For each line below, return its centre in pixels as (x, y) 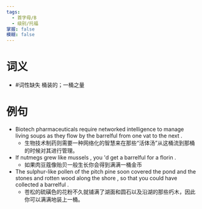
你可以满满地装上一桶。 (54, 200)
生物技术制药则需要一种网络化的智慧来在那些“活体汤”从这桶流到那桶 (110, 143)
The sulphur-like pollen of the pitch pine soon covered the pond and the (106, 171)
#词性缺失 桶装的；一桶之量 (50, 85)
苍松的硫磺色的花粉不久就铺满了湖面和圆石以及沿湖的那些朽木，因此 (110, 192)
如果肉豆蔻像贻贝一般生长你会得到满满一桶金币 (83, 165)
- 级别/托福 (25, 23)
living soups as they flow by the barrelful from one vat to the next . (99, 136)
